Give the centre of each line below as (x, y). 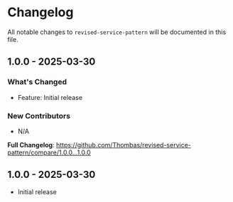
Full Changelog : (31, 145)
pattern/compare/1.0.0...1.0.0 (49, 152)
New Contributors (39, 116)
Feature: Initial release (50, 97)
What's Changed (37, 82)
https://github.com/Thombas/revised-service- (124, 145)
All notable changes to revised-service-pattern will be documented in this (117, 32)
